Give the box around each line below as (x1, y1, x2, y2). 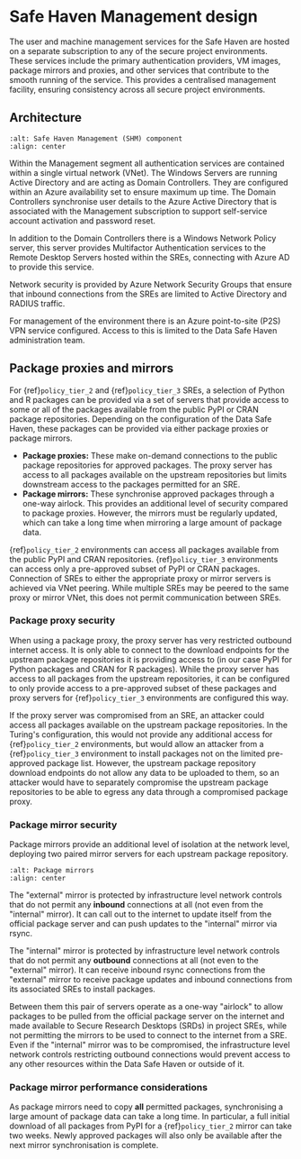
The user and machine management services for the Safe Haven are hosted (9, 36, 290, 47)
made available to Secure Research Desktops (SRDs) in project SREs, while (9, 1020, 288, 1031)
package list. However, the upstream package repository (46, 757, 256, 768)
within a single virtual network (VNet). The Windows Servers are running (9, 167, 278, 178)
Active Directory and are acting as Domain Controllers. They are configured (9, 177, 289, 187)
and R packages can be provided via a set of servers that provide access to (9, 394, 289, 405)
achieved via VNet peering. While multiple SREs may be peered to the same (9, 582, 289, 593)
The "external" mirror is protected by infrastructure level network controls (9, 890, 283, 900)
